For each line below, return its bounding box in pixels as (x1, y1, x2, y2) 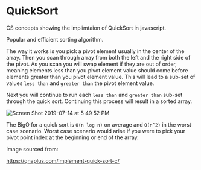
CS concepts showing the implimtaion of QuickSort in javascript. (6, 24, 167, 31)
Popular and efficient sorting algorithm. (6, 36, 104, 43)
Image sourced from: (6, 145, 59, 153)
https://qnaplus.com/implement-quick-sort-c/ (6, 157, 120, 164)
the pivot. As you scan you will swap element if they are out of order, (6, 60, 177, 68)
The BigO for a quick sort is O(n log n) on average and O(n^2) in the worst (6, 121, 192, 128)
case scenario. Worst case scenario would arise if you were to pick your (6, 127, 186, 134)
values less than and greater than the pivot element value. (6, 80, 155, 87)
